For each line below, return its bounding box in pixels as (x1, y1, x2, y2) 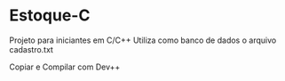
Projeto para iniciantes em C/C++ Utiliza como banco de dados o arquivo (9, 35, 277, 45)
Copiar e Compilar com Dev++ (9, 61, 121, 72)
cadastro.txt (9, 44, 53, 54)
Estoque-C (9, 5, 91, 26)
